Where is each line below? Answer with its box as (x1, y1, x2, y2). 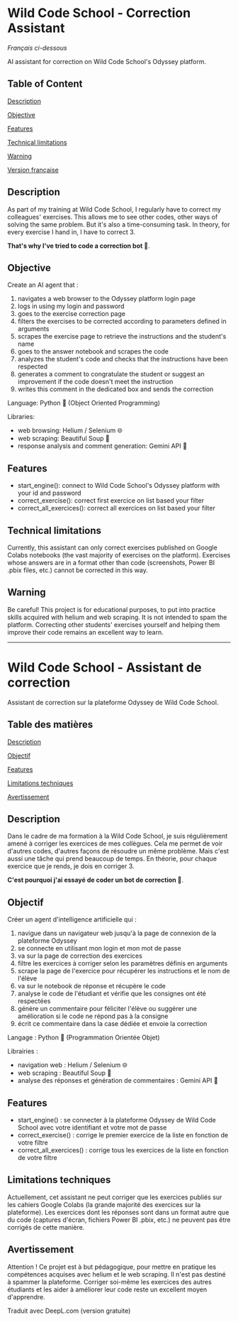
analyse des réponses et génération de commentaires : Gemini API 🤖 (17, 1076, 218, 1085)
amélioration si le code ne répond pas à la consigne (17, 1012, 169, 1020)
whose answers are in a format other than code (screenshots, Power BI (7, 559, 215, 567)
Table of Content (7, 78, 83, 90)
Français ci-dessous (7, 43, 67, 52)
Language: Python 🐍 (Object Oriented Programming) (7, 399, 161, 408)
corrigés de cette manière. (7, 1223, 85, 1231)
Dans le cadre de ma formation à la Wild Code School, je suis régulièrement (7, 832, 228, 841)
